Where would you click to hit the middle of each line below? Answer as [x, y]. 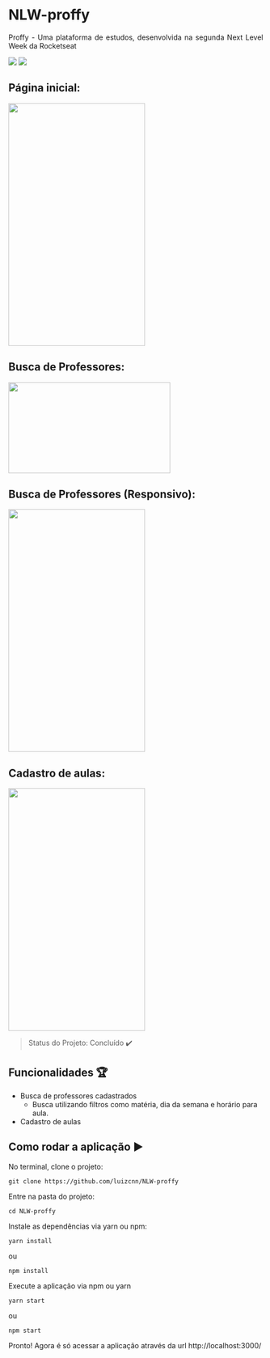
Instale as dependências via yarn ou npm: [78, 1226]
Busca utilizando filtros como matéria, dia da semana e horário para [145, 1104]
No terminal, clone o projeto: [56, 1166]
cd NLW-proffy [32, 1211]
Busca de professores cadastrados [78, 1096]
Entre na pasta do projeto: [52, 1196]
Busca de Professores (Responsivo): [102, 494]
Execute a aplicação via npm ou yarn [70, 1286]
